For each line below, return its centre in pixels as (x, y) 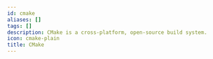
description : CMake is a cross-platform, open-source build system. (107, 32)
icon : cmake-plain (33, 39)
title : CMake (26, 45)
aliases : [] (24, 20)
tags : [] (20, 26)
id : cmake (21, 13)
